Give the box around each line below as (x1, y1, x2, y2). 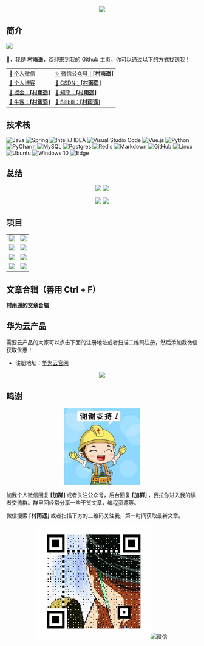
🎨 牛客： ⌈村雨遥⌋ (8, 98, 50, 106)
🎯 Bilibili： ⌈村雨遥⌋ (55, 98, 100, 106)
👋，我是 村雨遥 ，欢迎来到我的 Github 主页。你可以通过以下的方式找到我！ (6, 55, 191, 63)
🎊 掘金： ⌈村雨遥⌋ (8, 89, 50, 96)
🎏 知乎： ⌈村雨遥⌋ (55, 89, 97, 96)
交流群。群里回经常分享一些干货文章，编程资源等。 (11, 499, 140, 506)
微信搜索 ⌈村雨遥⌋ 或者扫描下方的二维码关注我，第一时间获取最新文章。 (6, 512, 184, 519)
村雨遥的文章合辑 (6, 302, 49, 309)
